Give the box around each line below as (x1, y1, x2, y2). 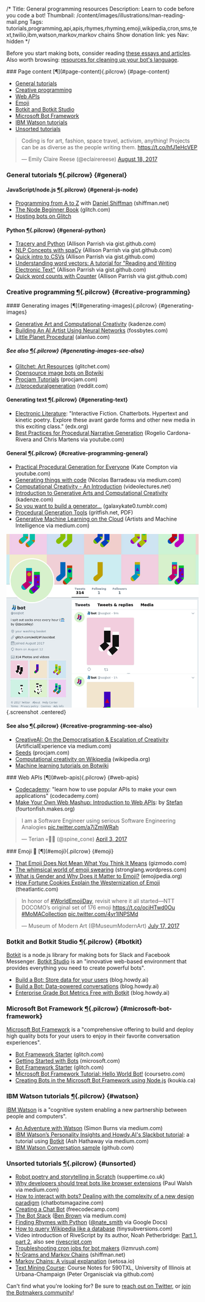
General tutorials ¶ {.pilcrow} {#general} (6, 171, 128, 179)
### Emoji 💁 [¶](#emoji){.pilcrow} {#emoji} (6, 847, 114, 855)
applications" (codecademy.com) (15, 792, 99, 799)
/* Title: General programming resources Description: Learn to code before (6, 6, 195, 12)
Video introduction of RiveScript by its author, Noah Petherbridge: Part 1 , (15, 1231, 198, 1238)
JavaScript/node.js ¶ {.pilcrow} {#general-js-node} (6, 186, 138, 193)
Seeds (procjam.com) (15, 749, 70, 756)
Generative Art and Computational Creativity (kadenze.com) (15, 320, 167, 327)
